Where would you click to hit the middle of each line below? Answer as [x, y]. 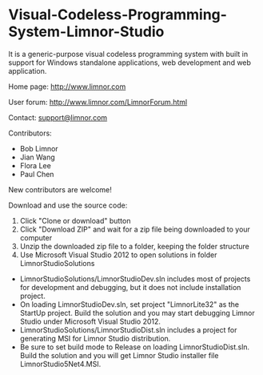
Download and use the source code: [68, 205]
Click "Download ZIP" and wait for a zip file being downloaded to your [135, 229]
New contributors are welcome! [60, 189]
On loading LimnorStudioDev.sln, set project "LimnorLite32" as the [130, 304]
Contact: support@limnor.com [58, 117]
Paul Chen [37, 174]
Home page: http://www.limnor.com [67, 87]
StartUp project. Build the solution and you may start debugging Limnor [137, 312]
